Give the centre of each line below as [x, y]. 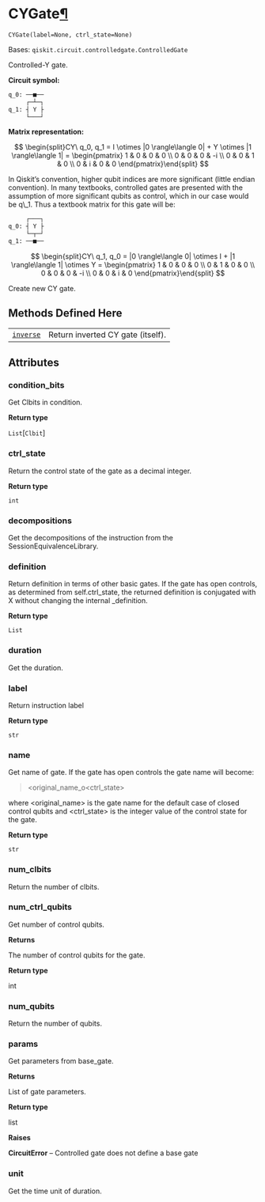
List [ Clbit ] [27, 433]
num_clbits [30, 870]
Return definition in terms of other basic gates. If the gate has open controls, [133, 584]
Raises [20, 1138]
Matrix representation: [46, 132]
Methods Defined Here [65, 313]
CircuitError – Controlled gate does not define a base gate [103, 1153]
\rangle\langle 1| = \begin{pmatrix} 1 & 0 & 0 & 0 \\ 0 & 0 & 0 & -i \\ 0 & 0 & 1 [133, 156]
